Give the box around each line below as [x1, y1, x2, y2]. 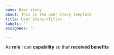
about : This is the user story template [5, 12, 92, 17]
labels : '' [5, 21, 28, 26]
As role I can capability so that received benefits [5, 44, 109, 50]
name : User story [5, 7, 42, 12]
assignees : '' [5, 26, 35, 31]
